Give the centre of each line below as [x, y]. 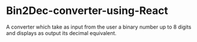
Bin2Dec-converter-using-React [87, 11]
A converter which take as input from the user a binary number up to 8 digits [99, 27]
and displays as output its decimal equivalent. [61, 33]
